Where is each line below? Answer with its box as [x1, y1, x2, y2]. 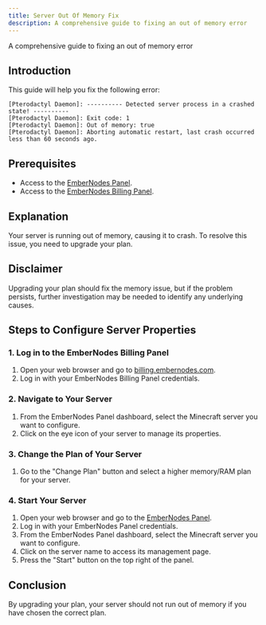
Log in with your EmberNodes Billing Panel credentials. [19, 373, 201, 383]
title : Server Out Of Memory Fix [8, 11, 119, 20]
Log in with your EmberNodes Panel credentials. [19, 521, 178, 531]
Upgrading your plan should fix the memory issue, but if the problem [8, 283, 233, 293]
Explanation [8, 209, 69, 223]
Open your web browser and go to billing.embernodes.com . [19, 365, 217, 375]
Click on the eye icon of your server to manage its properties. [19, 428, 221, 438]
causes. [8, 300, 34, 310]
